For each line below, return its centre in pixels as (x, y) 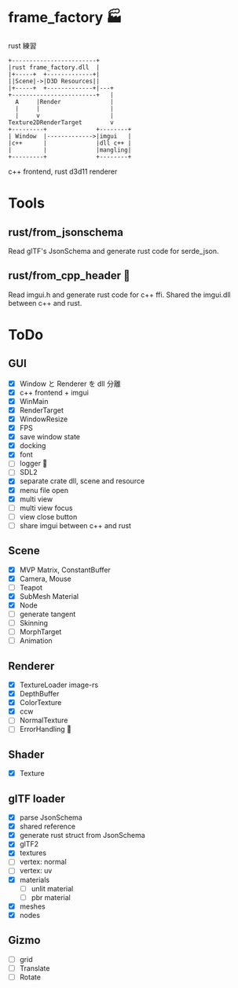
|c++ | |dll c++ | (70, 143)
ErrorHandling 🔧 (46, 729)
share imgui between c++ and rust (75, 525)
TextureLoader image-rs (59, 685)
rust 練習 (22, 46)
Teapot (31, 587)
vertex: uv (36, 871)
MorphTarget (40, 632)
